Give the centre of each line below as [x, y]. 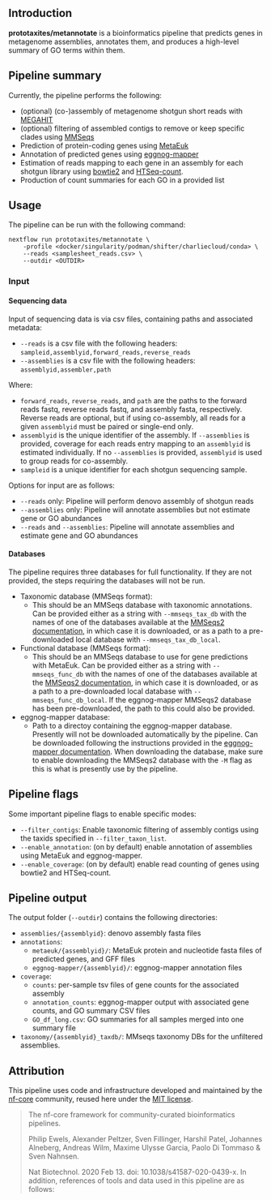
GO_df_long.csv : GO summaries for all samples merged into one [138, 1019]
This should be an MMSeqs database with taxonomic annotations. [142, 604]
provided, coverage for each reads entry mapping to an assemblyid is [135, 443]
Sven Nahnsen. [53, 1156]
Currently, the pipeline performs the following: [85, 95]
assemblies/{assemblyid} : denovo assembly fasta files [110, 933]
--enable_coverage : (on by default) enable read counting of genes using [140, 864]
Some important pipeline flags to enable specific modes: [102, 814]
